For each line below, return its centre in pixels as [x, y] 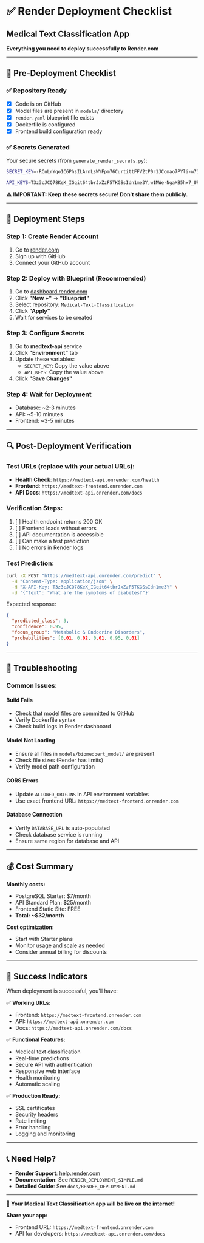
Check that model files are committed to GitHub [75, 714]
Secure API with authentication [54, 1065]
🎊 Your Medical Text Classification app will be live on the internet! [90, 1204]
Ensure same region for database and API [67, 841]
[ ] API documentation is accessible [59, 534]
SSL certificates [35, 1108]
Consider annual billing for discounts [61, 951]
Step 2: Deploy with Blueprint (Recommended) [76, 278]
